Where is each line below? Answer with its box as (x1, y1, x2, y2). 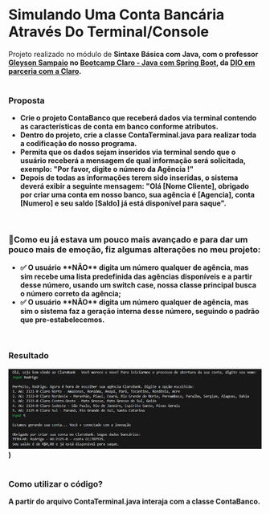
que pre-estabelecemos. (19, 315, 105, 324)
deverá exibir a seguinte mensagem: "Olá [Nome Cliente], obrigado (19, 182, 249, 191)
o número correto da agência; (19, 288, 121, 298)
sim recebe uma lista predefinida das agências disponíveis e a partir (19, 271, 253, 281)
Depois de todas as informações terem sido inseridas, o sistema (19, 173, 239, 182)
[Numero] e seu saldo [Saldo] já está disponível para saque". (19, 198, 227, 208)
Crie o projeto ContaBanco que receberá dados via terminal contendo (19, 113, 257, 123)
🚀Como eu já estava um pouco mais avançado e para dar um (8, 235, 248, 246)
